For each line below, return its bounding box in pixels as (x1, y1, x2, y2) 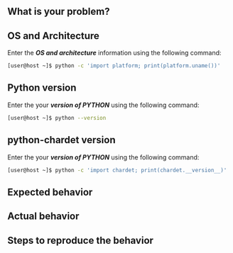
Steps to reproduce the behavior (7, 234, 154, 247)
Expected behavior (7, 186, 93, 198)
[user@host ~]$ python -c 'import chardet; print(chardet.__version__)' (7, 167, 227, 174)
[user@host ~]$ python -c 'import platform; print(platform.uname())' (7, 62, 221, 69)
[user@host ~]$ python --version (7, 114, 107, 121)
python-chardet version (7, 134, 116, 146)
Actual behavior (7, 210, 80, 223)
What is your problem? (7, 6, 110, 18)
